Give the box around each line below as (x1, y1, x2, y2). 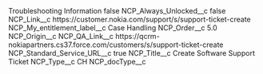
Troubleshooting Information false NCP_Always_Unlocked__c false (8, 6, 226, 15)
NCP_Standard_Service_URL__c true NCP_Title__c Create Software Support (8, 49, 256, 57)
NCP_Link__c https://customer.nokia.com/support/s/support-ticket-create (8, 14, 252, 24)
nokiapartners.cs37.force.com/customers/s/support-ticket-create (8, 40, 224, 49)
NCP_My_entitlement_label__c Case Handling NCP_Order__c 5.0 (8, 23, 217, 33)
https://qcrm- (115, 32, 160, 41)
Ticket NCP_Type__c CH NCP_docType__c (8, 57, 146, 66)
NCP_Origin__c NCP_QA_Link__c (8, 32, 114, 41)
